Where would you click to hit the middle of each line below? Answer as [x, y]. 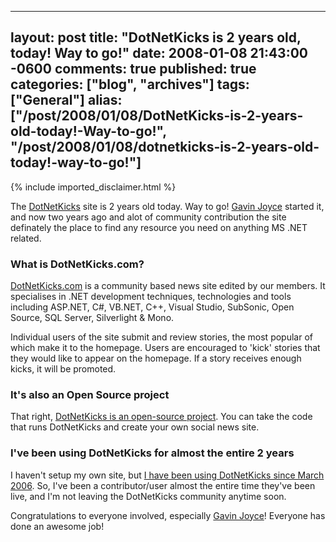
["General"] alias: [66, 100]
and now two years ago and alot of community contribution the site [148, 217]
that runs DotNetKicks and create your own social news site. [135, 427]
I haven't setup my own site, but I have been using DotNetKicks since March [167, 475]
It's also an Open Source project [90, 395]
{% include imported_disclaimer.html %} [93, 187]
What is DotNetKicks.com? [77, 264]
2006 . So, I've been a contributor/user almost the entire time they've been [163, 485]
